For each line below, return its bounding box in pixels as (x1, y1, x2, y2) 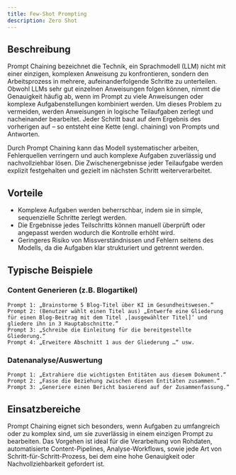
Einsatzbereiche (7, 403, 82, 415)
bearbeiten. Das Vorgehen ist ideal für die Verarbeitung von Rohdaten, (7, 437, 213, 445)
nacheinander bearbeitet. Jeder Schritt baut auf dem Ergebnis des (7, 115, 201, 124)
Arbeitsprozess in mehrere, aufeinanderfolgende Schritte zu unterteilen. (7, 77, 218, 86)
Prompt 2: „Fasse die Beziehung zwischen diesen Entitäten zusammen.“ (7, 378, 220, 385)
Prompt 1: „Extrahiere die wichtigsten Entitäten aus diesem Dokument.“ (7, 371, 227, 378)
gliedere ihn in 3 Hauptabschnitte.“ (7, 320, 119, 327)
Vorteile (7, 187, 44, 199)
